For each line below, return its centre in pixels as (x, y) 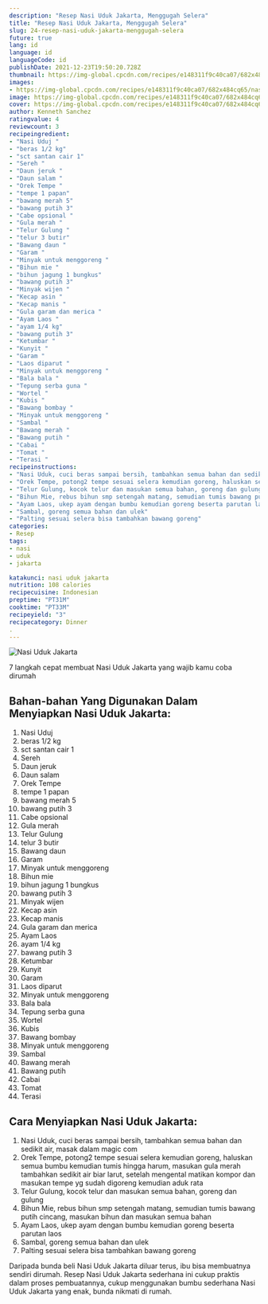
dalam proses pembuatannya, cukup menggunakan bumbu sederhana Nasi (132, 1283)
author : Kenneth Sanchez (50, 112)
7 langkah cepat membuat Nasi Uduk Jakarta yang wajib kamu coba (121, 668)
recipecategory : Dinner (49, 622)
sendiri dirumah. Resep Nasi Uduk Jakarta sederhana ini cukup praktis (124, 1274)
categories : (29, 526)
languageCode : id (38, 61)
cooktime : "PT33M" (39, 607)
